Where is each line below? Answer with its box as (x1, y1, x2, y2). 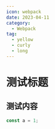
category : (6, 20, 31, 26)
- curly (11, 43, 31, 49)
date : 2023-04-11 (6, 14, 50, 20)
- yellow (11, 37, 33, 43)
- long (11, 48, 28, 54)
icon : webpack (6, 8, 42, 15)
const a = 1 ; (6, 118, 39, 124)
